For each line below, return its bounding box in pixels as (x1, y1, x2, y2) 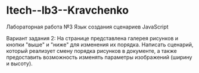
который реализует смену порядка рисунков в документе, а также (6, 47, 177, 54)
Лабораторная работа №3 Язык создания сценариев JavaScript (6, 23, 169, 30)
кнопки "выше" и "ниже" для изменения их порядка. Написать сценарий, (6, 41, 194, 48)
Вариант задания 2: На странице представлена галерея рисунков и (6, 34, 179, 42)
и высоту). (6, 60, 33, 67)
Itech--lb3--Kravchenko (6, 4, 129, 17)
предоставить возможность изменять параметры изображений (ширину (6, 53, 192, 61)
